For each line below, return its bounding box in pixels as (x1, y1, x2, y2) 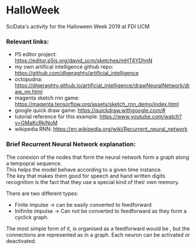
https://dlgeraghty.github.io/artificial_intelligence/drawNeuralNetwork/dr (14, 82, 190, 89)
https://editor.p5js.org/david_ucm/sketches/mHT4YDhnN (14, 57, 153, 64)
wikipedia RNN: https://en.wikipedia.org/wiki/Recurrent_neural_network (14, 125, 188, 132)
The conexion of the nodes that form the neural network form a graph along (6, 154, 190, 161)
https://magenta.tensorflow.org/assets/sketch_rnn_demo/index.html (14, 101, 179, 108)
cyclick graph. (14, 213, 49, 220)
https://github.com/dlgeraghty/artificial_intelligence (14, 70, 139, 77)
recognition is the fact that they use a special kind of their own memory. (6, 178, 180, 185)
